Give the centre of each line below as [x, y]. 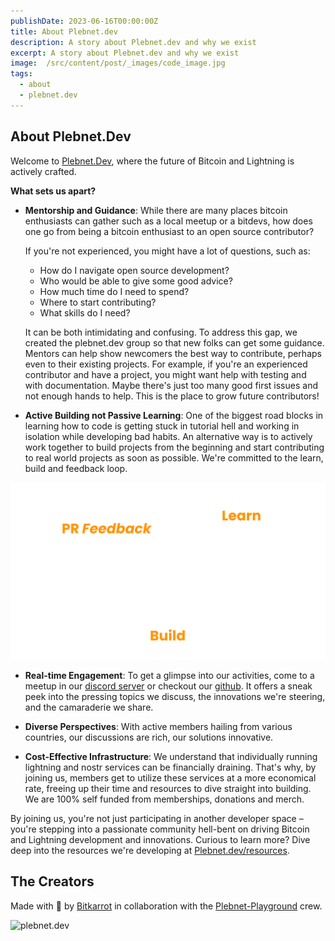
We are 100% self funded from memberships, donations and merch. [164, 799]
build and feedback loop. [76, 468]
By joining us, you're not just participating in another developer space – [157, 819]
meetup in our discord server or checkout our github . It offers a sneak [168, 686]
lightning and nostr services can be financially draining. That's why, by [170, 767]
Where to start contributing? [98, 302]
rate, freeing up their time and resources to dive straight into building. [168, 789]
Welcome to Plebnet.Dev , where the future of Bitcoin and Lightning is [152, 161]
